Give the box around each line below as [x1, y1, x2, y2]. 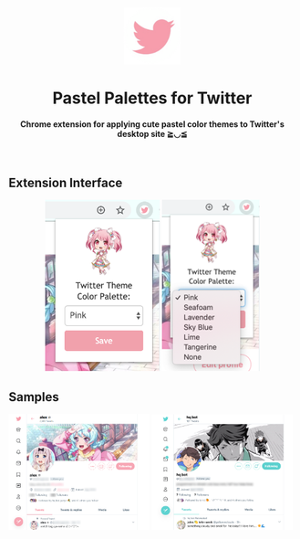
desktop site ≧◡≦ [117, 128, 188, 139]
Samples [8, 389, 60, 405]
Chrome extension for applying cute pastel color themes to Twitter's [20, 118, 284, 130]
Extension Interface [8, 174, 123, 190]
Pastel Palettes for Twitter [52, 88, 253, 109]
